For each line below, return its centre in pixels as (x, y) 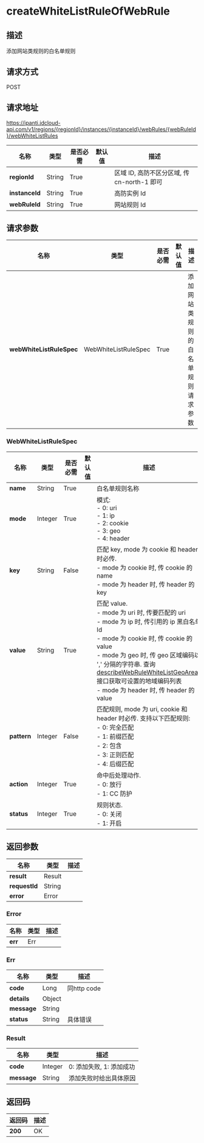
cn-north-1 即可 (138, 182)
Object (52, 999)
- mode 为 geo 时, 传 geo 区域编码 (146, 655)
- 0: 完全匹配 (115, 727)
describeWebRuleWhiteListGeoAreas (149, 672)
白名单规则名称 (118, 488)
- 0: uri (107, 508)
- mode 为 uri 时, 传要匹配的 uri (141, 612)
